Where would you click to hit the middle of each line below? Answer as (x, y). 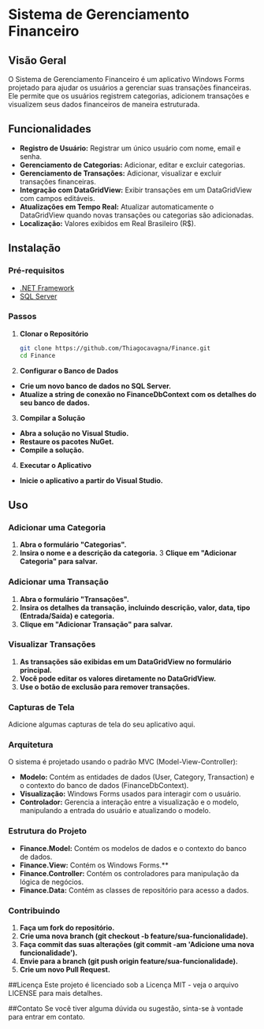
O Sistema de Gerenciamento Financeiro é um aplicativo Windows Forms (126, 79)
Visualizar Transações (52, 645)
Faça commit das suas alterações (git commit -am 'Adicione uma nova (137, 945)
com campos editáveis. (57, 198)
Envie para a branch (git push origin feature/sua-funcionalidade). (129, 961)
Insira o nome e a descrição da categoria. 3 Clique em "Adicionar (128, 553)
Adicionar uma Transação (58, 582)
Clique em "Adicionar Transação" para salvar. (96, 624)
